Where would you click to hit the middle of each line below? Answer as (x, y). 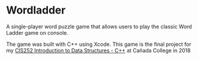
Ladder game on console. (37, 32)
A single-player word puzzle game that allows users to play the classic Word (99, 26)
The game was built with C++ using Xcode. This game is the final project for (99, 44)
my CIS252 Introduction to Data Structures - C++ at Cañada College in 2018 (98, 50)
